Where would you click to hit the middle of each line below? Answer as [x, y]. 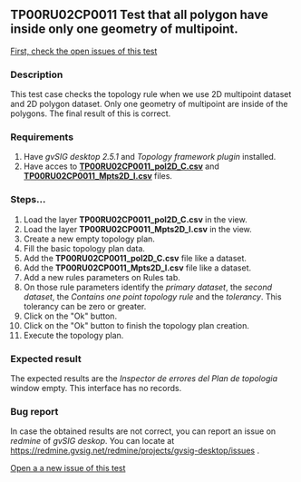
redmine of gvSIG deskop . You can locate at [92, 441]
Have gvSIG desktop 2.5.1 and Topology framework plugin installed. [150, 157]
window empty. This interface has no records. [96, 388]
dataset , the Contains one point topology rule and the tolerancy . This [152, 296]
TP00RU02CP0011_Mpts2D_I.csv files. [98, 176]
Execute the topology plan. [73, 335]
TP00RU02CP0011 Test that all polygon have [139, 15]
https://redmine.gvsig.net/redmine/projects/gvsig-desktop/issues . [135, 451]
